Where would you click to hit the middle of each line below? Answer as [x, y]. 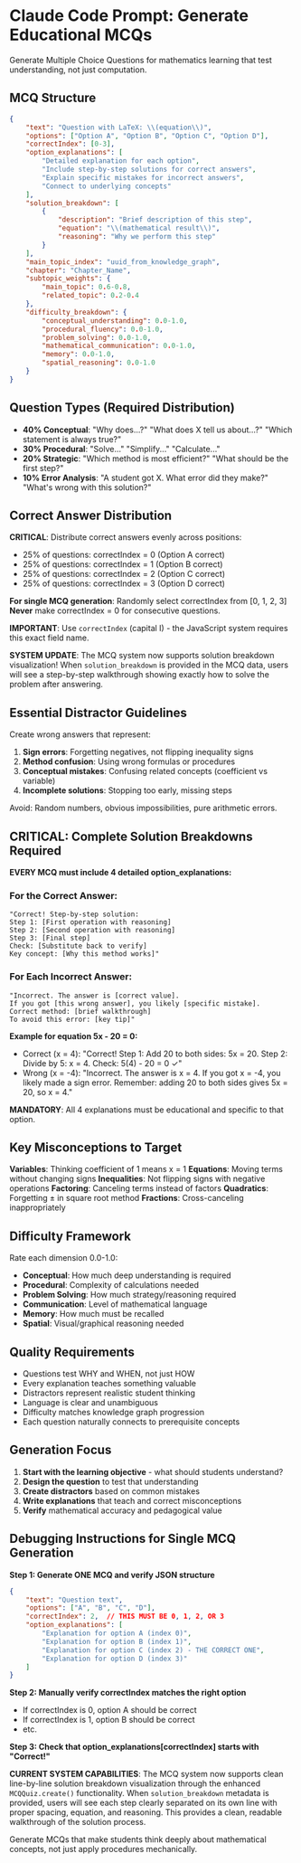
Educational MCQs [81, 35]
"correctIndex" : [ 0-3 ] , [71, 144]
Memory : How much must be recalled [93, 1314]
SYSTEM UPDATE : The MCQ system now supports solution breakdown [142, 656]
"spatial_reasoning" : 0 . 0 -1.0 [99, 363]
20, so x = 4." [47, 1092]
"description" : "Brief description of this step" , [155, 220]
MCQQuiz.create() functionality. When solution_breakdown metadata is [139, 1793]
